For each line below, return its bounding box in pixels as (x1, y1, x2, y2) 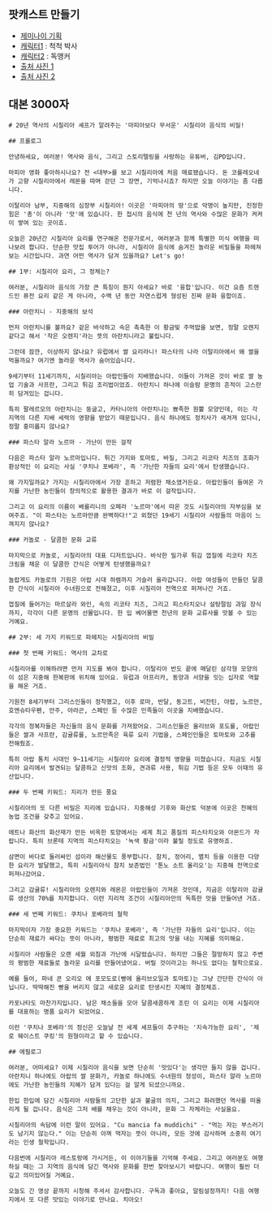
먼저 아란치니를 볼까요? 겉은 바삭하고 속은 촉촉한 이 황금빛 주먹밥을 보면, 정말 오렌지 (8, 323, 260, 332)
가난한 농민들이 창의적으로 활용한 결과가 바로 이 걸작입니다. (23, 487, 197, 495)
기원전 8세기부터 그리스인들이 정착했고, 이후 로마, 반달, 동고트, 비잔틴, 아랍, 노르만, (8, 697, 263, 705)
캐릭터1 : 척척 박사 (19, 41, 78, 50)
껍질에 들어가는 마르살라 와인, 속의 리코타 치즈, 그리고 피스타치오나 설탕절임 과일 (8, 600, 247, 608)
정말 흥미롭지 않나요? (8, 422, 70, 431)
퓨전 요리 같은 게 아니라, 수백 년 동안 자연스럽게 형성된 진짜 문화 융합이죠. (23, 292, 247, 300)
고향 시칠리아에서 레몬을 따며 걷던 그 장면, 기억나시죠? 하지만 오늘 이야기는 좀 (17, 177, 249, 185)
